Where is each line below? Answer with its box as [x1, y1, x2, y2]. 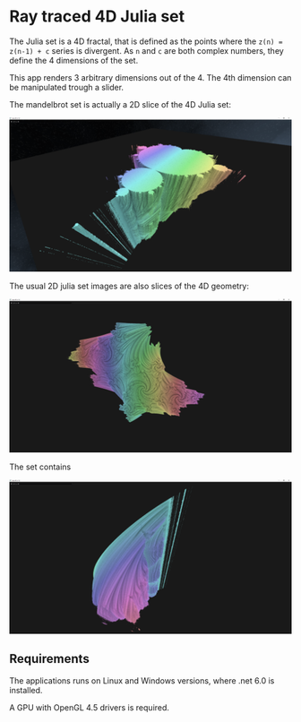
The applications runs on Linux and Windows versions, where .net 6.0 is [9, 675, 275, 686]
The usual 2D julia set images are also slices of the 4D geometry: [9, 280, 249, 291]
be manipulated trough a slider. [9, 82, 124, 92]
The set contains [9, 461, 72, 472]
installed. [9, 684, 43, 695]
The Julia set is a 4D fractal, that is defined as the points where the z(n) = [9, 36, 283, 47]
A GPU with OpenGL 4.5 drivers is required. [9, 701, 170, 713]
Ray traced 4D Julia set [9, 6, 185, 27]
